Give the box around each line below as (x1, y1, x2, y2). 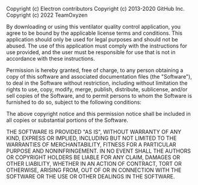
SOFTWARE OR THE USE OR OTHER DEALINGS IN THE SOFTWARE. (6, 173, 175, 180)
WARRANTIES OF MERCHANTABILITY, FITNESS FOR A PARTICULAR (6, 141, 176, 148)
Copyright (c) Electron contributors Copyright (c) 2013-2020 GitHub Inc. (6, 5, 185, 12)
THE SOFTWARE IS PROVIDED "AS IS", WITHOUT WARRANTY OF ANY (6, 129, 182, 135)
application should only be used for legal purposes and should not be (6, 36, 179, 43)
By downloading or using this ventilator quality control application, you (6, 23, 181, 30)
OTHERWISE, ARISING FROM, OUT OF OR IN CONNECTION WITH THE (6, 166, 182, 174)
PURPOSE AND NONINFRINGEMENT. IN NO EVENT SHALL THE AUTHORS (6, 147, 191, 154)
